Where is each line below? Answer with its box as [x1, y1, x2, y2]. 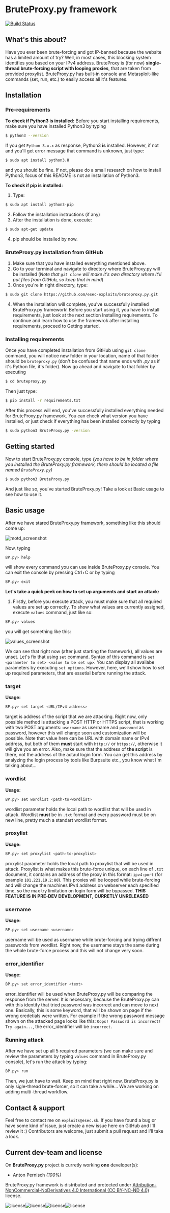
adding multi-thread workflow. [5, 1089, 69, 1095]
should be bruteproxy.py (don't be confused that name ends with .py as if [5, 358, 160, 364]
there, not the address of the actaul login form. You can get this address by [5, 752, 163, 758]
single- [146, 60, 161, 66]
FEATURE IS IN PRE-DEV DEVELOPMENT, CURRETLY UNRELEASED [5, 893, 149, 899]
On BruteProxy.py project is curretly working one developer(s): [5, 1162, 139, 1168]
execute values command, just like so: [12, 610, 93, 616]
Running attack [5, 1036, 44, 1043]
